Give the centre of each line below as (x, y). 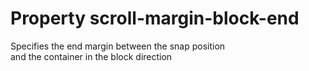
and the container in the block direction (91, 56)
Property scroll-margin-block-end (155, 18)
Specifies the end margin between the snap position (118, 46)
